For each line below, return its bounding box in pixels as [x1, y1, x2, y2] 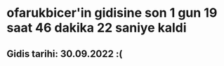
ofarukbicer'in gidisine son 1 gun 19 [6, 5, 218, 21]
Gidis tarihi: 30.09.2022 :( [6, 48, 123, 60]
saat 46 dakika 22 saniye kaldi [6, 20, 187, 36]
